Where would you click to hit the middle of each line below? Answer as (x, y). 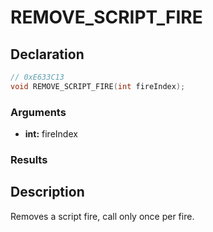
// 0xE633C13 (37, 77)
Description (47, 192)
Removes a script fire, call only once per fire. (102, 216)
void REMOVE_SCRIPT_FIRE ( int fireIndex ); (98, 86)
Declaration (47, 54)
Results (29, 159)
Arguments (38, 112)
